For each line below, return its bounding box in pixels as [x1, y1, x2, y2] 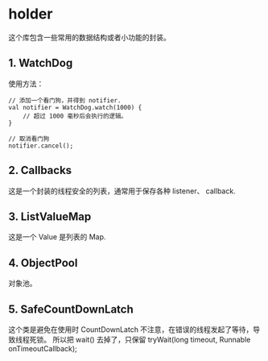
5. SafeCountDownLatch [8, 302, 134, 316]
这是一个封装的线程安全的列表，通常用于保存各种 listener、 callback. [8, 186, 236, 196]
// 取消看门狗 [8, 135, 50, 143]
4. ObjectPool [8, 255, 78, 270]
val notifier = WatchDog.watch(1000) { [8, 103, 142, 111]
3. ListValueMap [8, 210, 92, 223]
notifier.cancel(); [8, 142, 74, 150]
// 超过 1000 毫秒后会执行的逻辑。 [23, 112, 127, 120]
